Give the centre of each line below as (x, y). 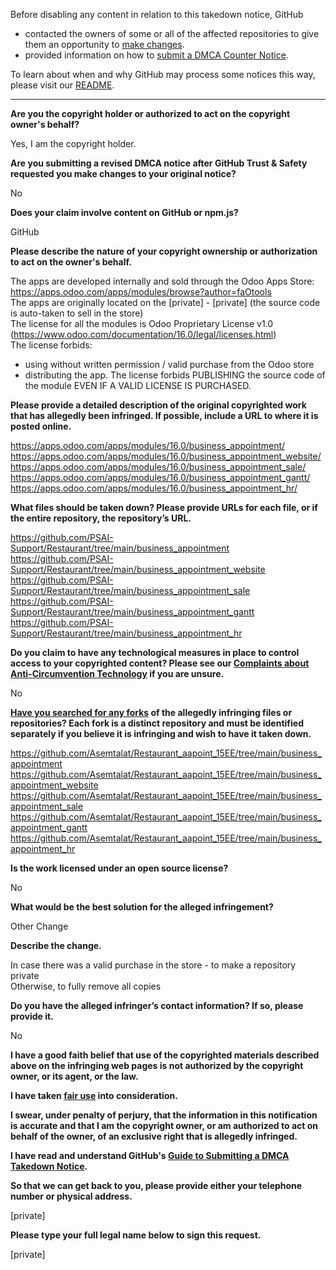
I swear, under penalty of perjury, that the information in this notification (164, 1115)
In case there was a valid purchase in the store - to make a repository (153, 965)
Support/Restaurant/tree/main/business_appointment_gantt (132, 612)
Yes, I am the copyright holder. (73, 143)
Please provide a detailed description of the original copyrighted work (158, 405)
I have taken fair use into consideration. (94, 1095)
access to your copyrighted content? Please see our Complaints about (160, 663)
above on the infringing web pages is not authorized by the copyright (157, 1065)
